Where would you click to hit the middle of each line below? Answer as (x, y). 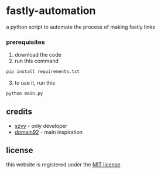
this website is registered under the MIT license (64, 164)
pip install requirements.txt (43, 72)
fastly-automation (51, 11)
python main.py (25, 94)
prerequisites (25, 42)
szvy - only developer (41, 126)
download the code (38, 55)
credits (19, 112)
